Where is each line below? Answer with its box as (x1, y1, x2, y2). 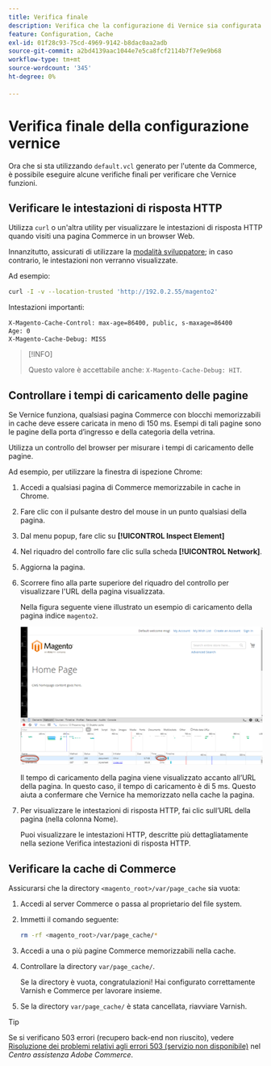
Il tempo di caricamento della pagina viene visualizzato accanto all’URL (19, 773, 256, 783)
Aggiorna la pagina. (19, 562, 85, 573)
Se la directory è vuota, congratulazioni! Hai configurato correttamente (19, 977, 256, 987)
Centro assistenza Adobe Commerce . (8, 1050, 134, 1060)
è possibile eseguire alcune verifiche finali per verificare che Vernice (8, 170, 236, 179)
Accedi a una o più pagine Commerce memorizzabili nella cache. (19, 946, 236, 956)
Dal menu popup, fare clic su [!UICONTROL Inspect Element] (19, 531, 225, 541)
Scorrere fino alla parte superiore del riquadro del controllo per (19, 578, 230, 588)
